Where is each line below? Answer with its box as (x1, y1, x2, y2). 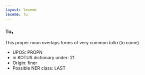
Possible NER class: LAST (12, 65, 66, 71)
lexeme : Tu (5, 12, 28, 17)
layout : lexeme (5, 7, 37, 12)
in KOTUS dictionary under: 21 (12, 54, 75, 60)
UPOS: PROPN (12, 49, 42, 55)
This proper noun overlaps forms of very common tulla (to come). (5, 39, 140, 45)
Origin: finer (12, 60, 37, 66)
